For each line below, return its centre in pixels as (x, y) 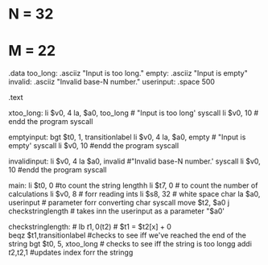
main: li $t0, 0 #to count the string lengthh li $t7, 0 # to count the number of (133, 185)
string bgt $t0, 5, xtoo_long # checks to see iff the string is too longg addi (130, 244)
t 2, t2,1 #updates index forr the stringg (71, 253)
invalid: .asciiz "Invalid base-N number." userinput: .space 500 (112, 82)
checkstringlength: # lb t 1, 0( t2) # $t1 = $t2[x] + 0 (90, 227)
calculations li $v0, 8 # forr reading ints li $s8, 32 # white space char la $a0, (134, 194)
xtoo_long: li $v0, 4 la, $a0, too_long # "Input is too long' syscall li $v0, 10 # (134, 113)
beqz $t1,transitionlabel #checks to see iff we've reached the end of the (128, 235)
